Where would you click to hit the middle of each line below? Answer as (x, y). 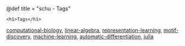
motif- (171, 30)
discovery (18, 37)
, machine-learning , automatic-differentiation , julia (92, 37)
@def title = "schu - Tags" (38, 9)
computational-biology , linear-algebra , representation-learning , (84, 30)
